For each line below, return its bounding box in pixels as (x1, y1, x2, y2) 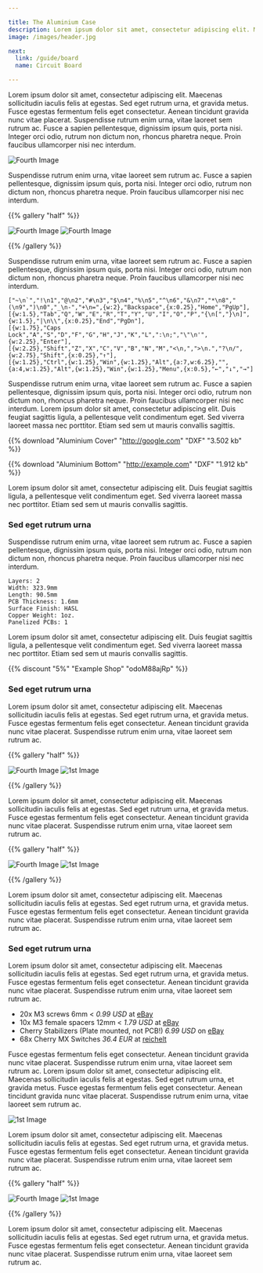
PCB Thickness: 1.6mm (8, 598, 79, 606)
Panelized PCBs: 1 (8, 618, 68, 626)
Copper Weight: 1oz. (8, 611, 76, 620)
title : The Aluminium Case (8, 18, 96, 26)
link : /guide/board (15, 54, 79, 63)
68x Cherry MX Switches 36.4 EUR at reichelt (19, 1034, 167, 1044)
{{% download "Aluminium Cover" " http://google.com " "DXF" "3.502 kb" (8, 436, 243, 445)
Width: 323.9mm (8, 584, 58, 593)
